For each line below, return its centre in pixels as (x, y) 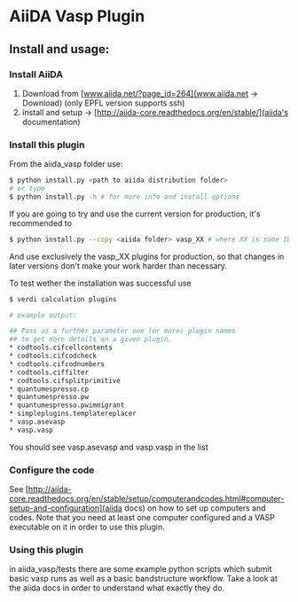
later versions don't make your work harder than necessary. (118, 266)
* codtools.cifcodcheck (53, 356)
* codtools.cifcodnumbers (57, 364)
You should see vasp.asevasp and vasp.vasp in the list (109, 447)
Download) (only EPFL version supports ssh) (103, 103)
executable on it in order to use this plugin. (87, 527)
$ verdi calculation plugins (63, 299)
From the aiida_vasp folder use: (66, 164)
